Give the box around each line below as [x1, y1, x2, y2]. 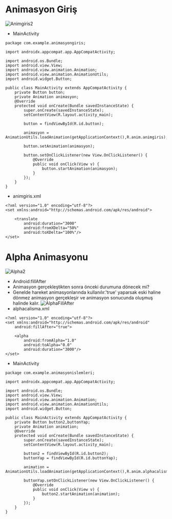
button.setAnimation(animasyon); [24, 144, 95, 149]
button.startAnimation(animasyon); [41, 166, 118, 171]
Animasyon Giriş [5, 4, 78, 15]
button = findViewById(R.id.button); [24, 121, 104, 126]
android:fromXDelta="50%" [24, 225, 79, 230]
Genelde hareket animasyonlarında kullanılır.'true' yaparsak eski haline [12, 289, 161, 295]
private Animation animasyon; [14, 94, 79, 99]
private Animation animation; [14, 424, 79, 429]
